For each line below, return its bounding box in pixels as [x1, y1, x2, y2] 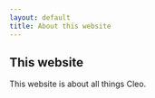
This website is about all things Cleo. [9, 78, 147, 90]
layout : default [9, 13, 71, 22]
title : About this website [9, 22, 111, 31]
